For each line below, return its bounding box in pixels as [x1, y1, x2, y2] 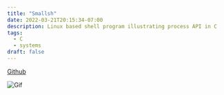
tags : [7, 29, 23, 36]
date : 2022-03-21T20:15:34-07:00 [7, 17, 103, 23]
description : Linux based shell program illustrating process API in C [7, 23, 217, 30]
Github [7, 67, 26, 76]
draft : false [7, 49, 45, 56]
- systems [13, 42, 41, 49]
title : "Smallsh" [7, 10, 57, 17]
